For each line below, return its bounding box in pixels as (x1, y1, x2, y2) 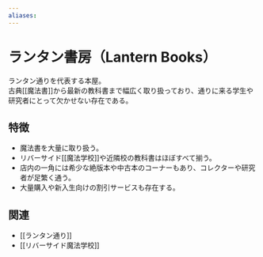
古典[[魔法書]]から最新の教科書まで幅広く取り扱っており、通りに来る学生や (8, 85, 253, 95)
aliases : (8, 11, 37, 20)
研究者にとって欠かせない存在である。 (8, 96, 133, 105)
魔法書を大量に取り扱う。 (19, 143, 103, 153)
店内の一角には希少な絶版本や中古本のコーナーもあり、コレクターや (19, 163, 242, 172)
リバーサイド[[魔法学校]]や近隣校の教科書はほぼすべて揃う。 (19, 153, 216, 163)
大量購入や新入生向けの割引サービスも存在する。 (19, 183, 180, 192)
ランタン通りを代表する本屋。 (8, 76, 105, 85)
